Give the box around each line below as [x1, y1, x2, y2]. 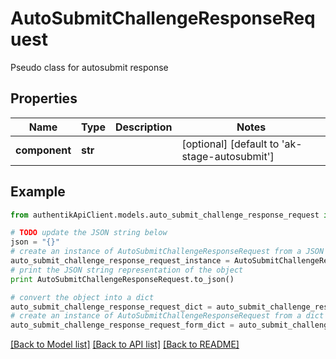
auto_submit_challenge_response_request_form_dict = [10, 320, 235, 331]
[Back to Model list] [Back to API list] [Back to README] [10, 338, 240, 351]
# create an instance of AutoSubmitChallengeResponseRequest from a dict [10, 311, 325, 321]
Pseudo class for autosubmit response [10, 61, 169, 73]
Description [114, 120, 173, 134]
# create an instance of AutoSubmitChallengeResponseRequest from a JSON [10, 247, 325, 257]
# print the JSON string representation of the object [10, 265, 244, 275]
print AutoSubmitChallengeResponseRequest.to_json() [10, 274, 235, 284]
